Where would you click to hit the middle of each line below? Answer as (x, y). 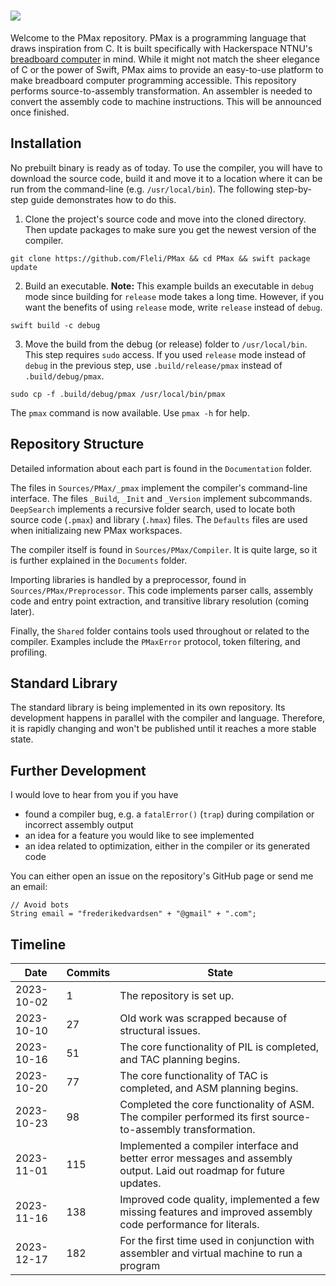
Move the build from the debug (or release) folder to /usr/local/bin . (166, 344)
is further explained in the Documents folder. (99, 560)
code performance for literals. (189, 1224)
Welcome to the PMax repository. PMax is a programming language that (158, 37)
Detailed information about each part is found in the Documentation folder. (161, 468)
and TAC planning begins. (180, 1059)
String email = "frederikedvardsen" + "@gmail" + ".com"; (133, 914)
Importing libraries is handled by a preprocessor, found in (128, 579)
